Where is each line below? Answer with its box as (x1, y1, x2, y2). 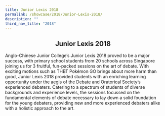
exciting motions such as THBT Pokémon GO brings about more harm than (5, 68, 157, 74)
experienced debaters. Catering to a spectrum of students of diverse (5, 84, 145, 90)
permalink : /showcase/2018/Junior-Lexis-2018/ (5, 12, 103, 17)
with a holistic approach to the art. (5, 105, 75, 112)
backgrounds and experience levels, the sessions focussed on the (5, 90, 140, 96)
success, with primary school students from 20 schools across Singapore (5, 58, 155, 64)
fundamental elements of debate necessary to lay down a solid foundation (5, 95, 157, 101)
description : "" (5, 16, 39, 21)
